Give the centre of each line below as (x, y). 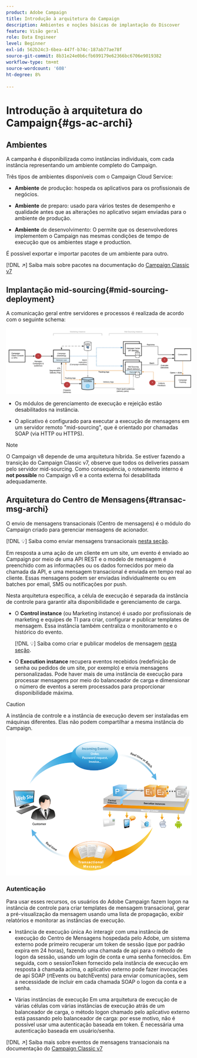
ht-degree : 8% (24, 75)
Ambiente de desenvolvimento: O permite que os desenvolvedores (96, 230)
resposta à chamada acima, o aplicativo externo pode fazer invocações (101, 970)
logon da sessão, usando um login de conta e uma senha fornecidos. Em (103, 957)
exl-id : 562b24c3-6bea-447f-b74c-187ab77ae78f (64, 50)
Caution (16, 704)
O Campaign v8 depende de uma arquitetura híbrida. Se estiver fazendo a (96, 456)
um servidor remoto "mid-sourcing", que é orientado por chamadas (96, 427)
